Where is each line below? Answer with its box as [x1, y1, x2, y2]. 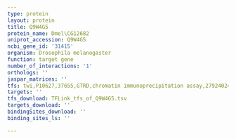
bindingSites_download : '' [7, 108, 86, 115]
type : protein [7, 10, 49, 18]
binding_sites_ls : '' [7, 114, 71, 121]
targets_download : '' [7, 102, 71, 109]
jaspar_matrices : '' [7, 75, 68, 83]
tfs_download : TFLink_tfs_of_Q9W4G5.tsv [7, 95, 128, 102]
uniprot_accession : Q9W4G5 [7, 37, 86, 44]
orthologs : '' [7, 69, 49, 76]
